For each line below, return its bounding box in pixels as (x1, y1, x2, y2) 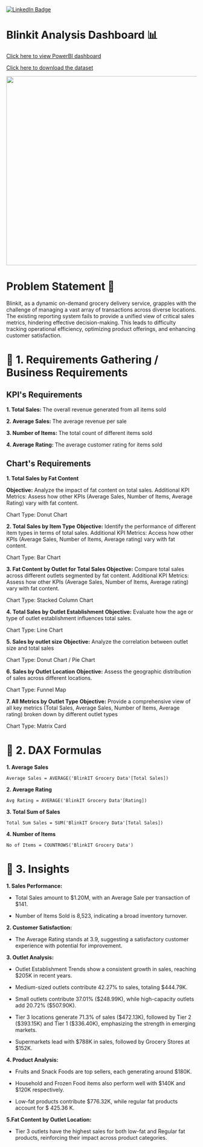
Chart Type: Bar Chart (6, 554, 61, 561)
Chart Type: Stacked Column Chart (6, 596, 94, 604)
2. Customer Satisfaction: (6, 924, 72, 931)
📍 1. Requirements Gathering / (6, 353, 159, 367)
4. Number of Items (6, 830, 56, 837)
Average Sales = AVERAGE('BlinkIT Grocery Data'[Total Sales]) (6, 775, 169, 781)
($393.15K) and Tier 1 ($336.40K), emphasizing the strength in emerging (14, 1019, 196, 1027)
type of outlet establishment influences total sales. (6, 614, 132, 622)
